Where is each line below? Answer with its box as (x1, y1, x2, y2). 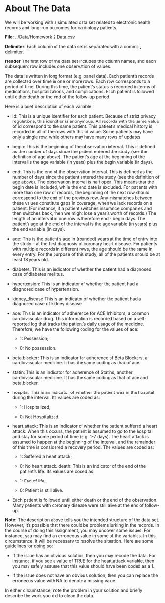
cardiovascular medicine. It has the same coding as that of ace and (12, 374, 148, 380)
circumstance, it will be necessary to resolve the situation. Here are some (5, 538, 154, 543)
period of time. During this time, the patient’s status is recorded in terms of (5, 83, 156, 89)
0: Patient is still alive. (19, 487, 64, 493)
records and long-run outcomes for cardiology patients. (5, 24, 118, 30)
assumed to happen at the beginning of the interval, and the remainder (12, 439, 156, 445)
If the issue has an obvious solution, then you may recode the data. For (12, 552, 156, 558)
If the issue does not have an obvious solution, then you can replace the (12, 573, 158, 578)
